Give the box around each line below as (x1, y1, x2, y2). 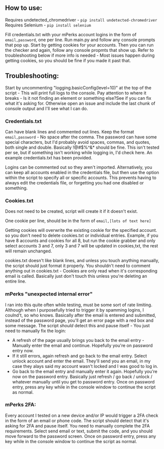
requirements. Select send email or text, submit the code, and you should (5, 428, 153, 434)
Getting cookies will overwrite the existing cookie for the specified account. (5, 227, 158, 233)
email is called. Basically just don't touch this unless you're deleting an (5, 273, 147, 279)
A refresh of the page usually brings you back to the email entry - (12, 337, 144, 343)
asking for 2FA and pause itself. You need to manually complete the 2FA (5, 423, 150, 428)
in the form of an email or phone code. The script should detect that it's (5, 418, 149, 424)
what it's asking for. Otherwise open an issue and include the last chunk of (5, 100, 156, 106)
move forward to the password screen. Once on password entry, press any (5, 433, 156, 439)
